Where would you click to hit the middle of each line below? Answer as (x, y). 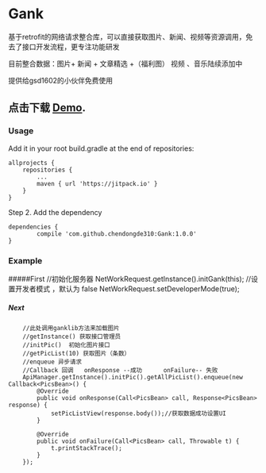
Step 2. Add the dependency (55, 212)
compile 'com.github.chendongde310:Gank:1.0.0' (117, 234)
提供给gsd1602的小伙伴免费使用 (61, 80)
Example (25, 260)
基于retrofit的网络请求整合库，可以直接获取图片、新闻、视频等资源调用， (127, 37)
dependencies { (33, 227)
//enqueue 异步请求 (52, 362)
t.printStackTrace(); (87, 448)
